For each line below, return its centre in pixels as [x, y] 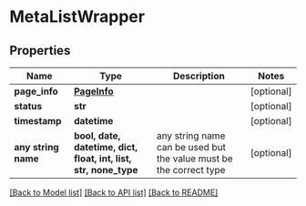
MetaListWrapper [77, 17]
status [28, 106]
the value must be [195, 159]
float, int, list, [103, 159]
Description [199, 76]
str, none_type [106, 170]
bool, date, [97, 136]
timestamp [38, 121]
